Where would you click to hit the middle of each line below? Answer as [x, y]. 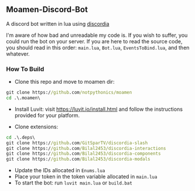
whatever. [18, 54]
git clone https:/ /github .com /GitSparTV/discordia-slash [77, 143]
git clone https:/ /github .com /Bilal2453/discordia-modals [78, 159]
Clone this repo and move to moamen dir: [64, 82]
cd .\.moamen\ [23, 98]
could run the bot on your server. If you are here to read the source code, [94, 41]
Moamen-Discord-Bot [47, 10]
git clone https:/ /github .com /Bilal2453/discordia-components [83, 154]
